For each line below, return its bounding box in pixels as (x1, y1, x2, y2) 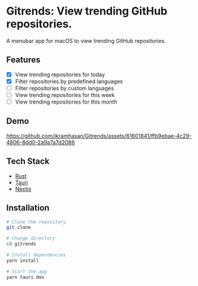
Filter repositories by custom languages (15, 84, 114, 91)
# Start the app (6, 268, 47, 274)
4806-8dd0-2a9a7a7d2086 (6, 138, 75, 146)
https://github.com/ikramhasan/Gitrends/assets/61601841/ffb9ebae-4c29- (6, 132, 192, 139)
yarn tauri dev (6, 274, 45, 280)
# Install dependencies (6, 252, 67, 258)
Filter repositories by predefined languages (15, 78, 123, 85)
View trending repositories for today (15, 71, 105, 78)
